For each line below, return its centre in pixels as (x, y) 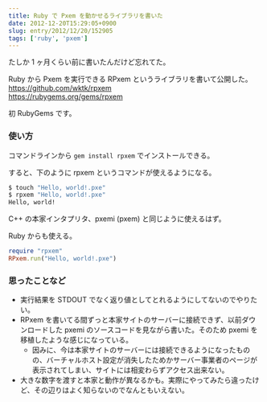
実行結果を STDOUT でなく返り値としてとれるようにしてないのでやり (135, 300)
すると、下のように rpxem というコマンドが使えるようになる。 (112, 172)
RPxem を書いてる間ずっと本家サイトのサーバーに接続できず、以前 (131, 320)
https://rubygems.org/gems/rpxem (66, 96)
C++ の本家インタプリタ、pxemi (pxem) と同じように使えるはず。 (117, 219)
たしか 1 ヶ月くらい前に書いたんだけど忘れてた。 (89, 62)
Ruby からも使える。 (42, 236)
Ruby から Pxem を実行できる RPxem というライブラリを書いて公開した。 (130, 79)
